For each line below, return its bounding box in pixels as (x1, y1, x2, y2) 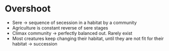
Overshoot (5, 3, 51, 14)
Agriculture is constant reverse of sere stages (12, 24, 108, 30)
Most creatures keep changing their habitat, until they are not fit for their (12, 35, 164, 41)
